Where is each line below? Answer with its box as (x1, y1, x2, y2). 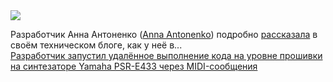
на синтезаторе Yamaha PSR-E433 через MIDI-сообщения (10, 60, 258, 72)
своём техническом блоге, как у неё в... (10, 39, 183, 51)
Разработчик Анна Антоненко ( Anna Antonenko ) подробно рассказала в (10, 29, 318, 40)
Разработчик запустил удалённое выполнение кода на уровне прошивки (10, 50, 323, 61)
